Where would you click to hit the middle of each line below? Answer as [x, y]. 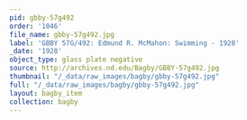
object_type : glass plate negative [76, 60]
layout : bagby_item [46, 93]
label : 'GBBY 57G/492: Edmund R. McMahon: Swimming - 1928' [125, 43]
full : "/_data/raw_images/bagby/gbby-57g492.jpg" [105, 85]
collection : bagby [44, 102]
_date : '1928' [36, 51]
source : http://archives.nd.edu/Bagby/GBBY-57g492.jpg [114, 69]
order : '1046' [36, 26]
